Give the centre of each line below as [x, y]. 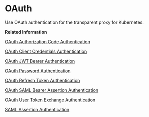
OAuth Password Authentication [38, 71]
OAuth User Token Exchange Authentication [50, 100]
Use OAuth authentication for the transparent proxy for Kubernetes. [74, 22]
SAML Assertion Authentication [37, 109]
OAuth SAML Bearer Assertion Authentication [52, 90]
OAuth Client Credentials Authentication [46, 51]
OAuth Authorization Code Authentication [48, 42]
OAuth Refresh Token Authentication [43, 80]
